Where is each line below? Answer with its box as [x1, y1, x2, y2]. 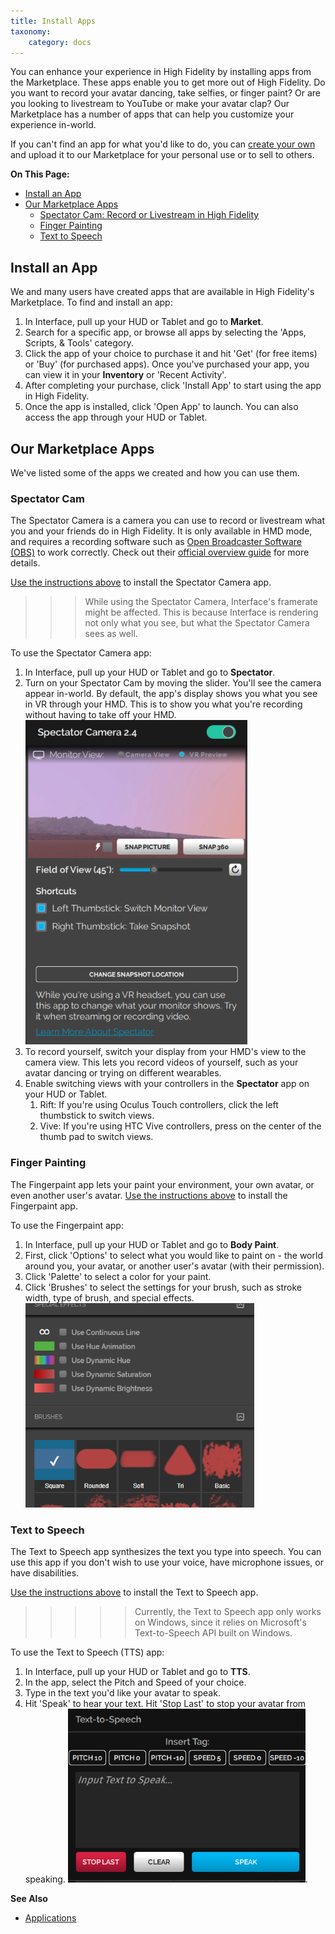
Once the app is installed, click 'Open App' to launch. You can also [24, 401, 299, 413]
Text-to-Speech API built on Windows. [134, 1626, 293, 1639]
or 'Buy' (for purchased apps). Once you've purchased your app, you [24, 358, 310, 370]
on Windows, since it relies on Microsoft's [134, 1616, 307, 1628]
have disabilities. [10, 1566, 80, 1579]
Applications [24, 1911, 77, 1924]
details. [10, 557, 41, 569]
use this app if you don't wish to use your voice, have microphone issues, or [10, 1556, 324, 1568]
